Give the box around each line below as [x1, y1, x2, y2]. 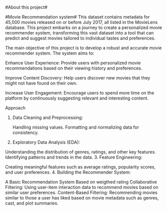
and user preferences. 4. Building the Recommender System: [5, 169, 131, 175]
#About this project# [5, 4, 47, 10]
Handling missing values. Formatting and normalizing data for [12, 124, 139, 130]
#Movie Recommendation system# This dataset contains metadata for [5, 14, 150, 19]
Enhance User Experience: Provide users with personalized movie [5, 60, 141, 65]
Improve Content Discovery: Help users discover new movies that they [5, 75, 150, 80]
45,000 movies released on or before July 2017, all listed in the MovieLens [5, 19, 158, 25]
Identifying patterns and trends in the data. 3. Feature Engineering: [5, 154, 142, 160]
